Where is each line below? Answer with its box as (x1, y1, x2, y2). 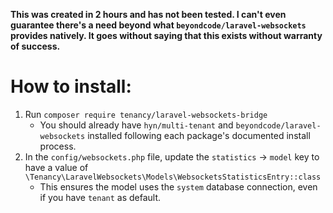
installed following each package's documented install (87, 129, 311, 141)
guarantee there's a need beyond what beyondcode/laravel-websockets (10, 19, 307, 31)
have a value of (24, 161, 89, 173)
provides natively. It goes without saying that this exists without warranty (10, 30, 323, 41)
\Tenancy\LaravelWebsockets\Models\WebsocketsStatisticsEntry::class (24, 172, 322, 182)
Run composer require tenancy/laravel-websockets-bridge (24, 108, 268, 120)
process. (39, 140, 77, 152)
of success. (10, 40, 61, 52)
